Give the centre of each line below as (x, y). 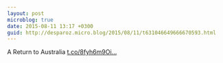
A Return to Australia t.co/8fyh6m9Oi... (62, 52)
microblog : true (30, 20)
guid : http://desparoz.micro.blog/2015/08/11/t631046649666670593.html (111, 33)
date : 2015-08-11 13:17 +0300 (50, 26)
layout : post (26, 13)
